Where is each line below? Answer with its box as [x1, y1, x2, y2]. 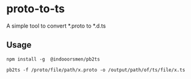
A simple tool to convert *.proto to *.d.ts [6, 22, 106, 29]
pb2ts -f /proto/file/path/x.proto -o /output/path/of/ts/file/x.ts [6, 67, 185, 73]
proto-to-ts [6, 2, 65, 16]
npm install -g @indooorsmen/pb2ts [6, 56, 100, 62]
